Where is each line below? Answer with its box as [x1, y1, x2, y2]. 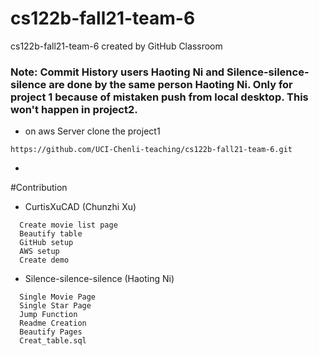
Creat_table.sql [19, 336, 87, 346]
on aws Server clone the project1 [24, 125, 161, 137]
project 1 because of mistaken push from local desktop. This [10, 90, 309, 104]
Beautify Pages [19, 327, 83, 337]
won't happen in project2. [10, 102, 138, 116]
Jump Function [19, 310, 78, 320]
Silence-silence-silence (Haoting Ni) [24, 273, 175, 285]
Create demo [19, 255, 70, 266]
